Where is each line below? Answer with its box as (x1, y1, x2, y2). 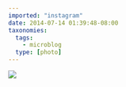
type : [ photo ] (15, 48, 62, 56)
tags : (15, 33, 34, 42)
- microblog (22, 41, 62, 49)
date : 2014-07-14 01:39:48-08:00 (8, 19, 119, 27)
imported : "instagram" (8, 11, 83, 20)
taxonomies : (8, 26, 48, 34)
